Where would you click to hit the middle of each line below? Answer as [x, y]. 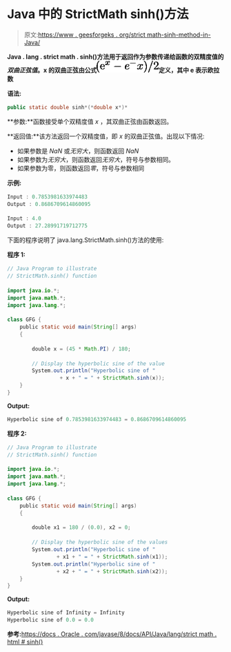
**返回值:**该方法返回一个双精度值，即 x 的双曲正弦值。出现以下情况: [106, 136]
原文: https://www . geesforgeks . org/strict [85, 35]
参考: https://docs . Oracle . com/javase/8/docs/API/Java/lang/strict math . [112, 634]
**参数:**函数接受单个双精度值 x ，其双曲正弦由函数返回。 [90, 121]
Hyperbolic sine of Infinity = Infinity [66, 613]
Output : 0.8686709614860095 [49, 204]
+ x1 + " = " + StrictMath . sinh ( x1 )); [112, 557]
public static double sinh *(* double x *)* [68, 107]
